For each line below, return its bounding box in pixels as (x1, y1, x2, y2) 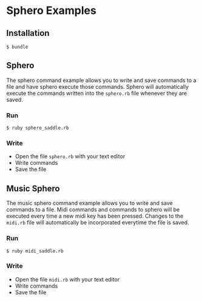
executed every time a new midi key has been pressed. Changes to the (6, 212, 184, 220)
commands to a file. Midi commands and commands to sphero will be (6, 206, 180, 213)
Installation (6, 28, 50, 38)
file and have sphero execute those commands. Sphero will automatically (6, 83, 189, 90)
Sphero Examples (6, 4, 97, 18)
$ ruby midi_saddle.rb (6, 247, 64, 254)
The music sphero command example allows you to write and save (6, 199, 173, 207)
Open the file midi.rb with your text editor (15, 275, 120, 283)
